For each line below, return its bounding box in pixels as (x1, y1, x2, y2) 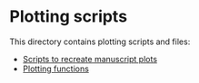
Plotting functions (22, 63, 89, 74)
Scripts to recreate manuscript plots (22, 53, 157, 64)
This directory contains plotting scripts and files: (9, 36, 191, 47)
